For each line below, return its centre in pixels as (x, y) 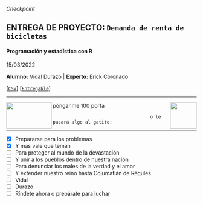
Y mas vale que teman (43, 145)
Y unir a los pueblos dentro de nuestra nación (72, 159)
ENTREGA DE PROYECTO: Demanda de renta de (95, 28)
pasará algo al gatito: (83, 122)
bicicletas (27, 37)
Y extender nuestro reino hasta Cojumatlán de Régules (83, 173)
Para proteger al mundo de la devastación (67, 152)
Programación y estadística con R (49, 51)
